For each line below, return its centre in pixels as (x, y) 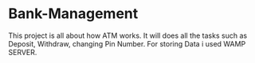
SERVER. (23, 52)
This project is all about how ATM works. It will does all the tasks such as (128, 35)
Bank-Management (73, 14)
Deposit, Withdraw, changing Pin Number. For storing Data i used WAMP (127, 43)
